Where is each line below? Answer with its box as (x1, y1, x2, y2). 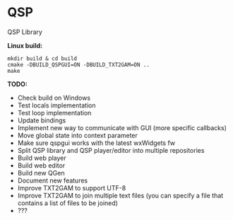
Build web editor (17, 161, 66, 170)
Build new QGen (17, 168, 65, 177)
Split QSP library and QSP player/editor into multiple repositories (17, 146, 205, 154)
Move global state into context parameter (17, 131, 138, 139)
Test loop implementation (17, 108, 92, 117)
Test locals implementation (17, 100, 96, 110)
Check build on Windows (17, 93, 90, 102)
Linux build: (7, 41, 43, 50)
